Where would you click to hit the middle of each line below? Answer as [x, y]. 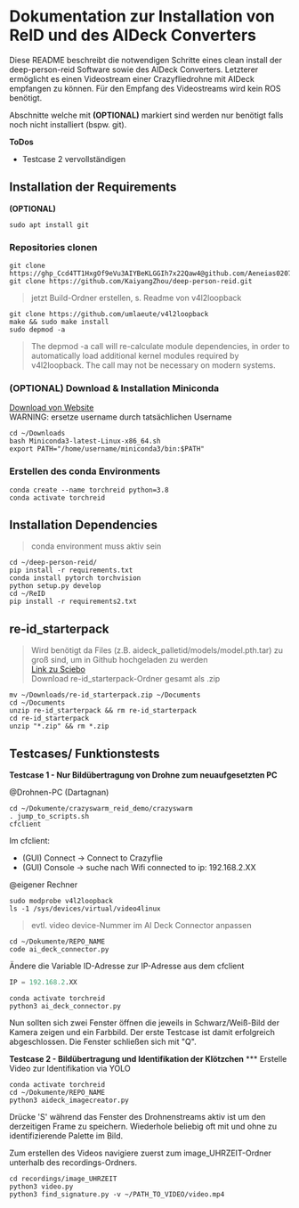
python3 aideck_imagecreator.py [69, 1100]
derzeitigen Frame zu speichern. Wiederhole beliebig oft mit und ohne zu [143, 1126]
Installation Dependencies [84, 525]
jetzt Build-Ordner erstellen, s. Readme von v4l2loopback [136, 298]
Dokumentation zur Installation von [142, 16]
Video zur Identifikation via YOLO [70, 1068]
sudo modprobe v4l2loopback [61, 902]
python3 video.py [41, 1187]
